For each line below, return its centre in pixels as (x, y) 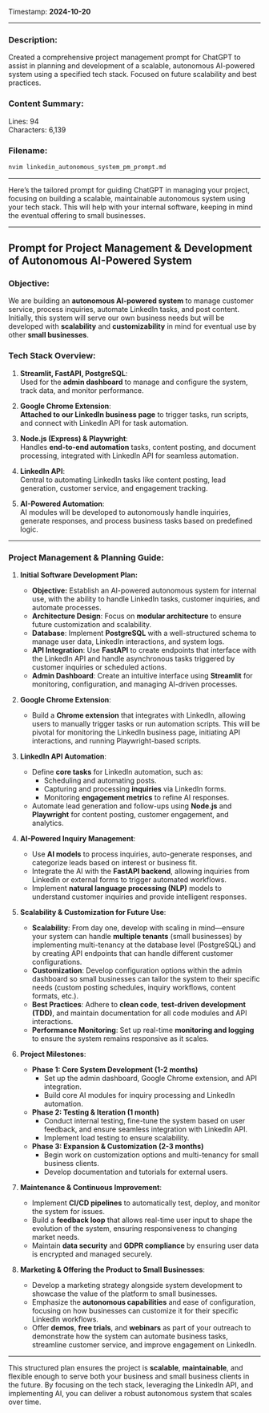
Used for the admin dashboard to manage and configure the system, (134, 382)
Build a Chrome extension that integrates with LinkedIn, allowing (139, 715)
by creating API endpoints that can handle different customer (132, 953)
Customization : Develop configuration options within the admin (137, 970)
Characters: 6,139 (37, 130)
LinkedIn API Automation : (63, 756)
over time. (25, 1402)
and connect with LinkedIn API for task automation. (104, 423)
